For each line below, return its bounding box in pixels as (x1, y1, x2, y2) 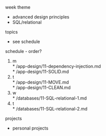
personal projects (12, 125, 49, 131)
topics (5, 29, 18, 34)
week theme (5, 4, 31, 10)
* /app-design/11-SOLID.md (12, 68, 69, 74)
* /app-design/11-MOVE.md (12, 79, 69, 85)
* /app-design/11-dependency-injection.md (12, 63, 101, 69)
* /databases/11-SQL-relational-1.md (12, 95, 87, 101)
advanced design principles (12, 14, 70, 19)
